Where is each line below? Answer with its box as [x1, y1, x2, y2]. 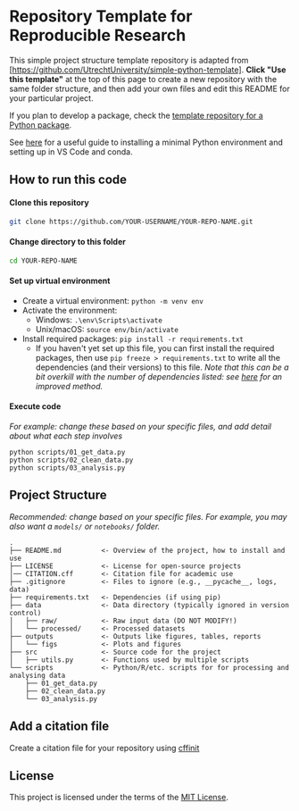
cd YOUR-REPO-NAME [9, 256, 78, 265]
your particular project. [9, 92, 94, 104]
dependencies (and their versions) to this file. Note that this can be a [35, 362, 289, 372]
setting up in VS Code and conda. [9, 146, 133, 157]
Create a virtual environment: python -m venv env [21, 295, 203, 305]
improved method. [35, 380, 104, 391]
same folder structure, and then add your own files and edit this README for [9, 83, 290, 94]
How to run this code [9, 172, 128, 188]
